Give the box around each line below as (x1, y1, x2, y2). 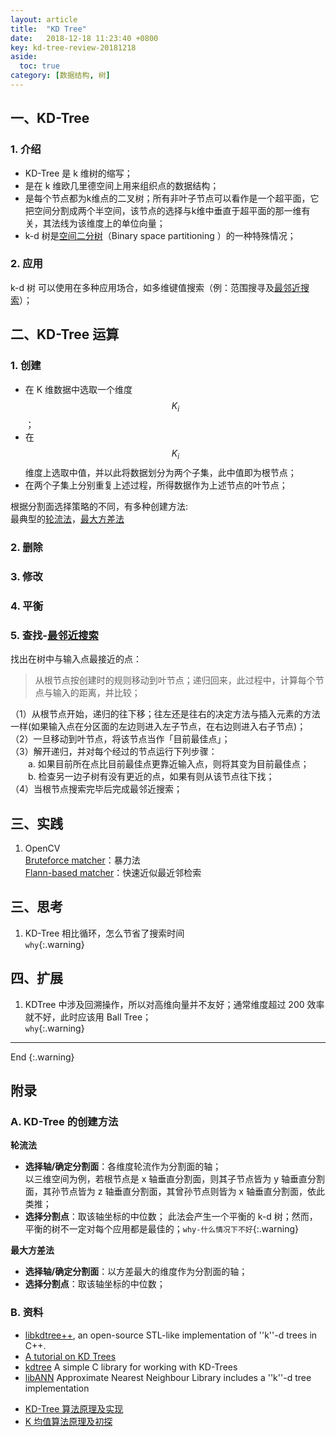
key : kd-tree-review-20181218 (10, 42, 137, 53)
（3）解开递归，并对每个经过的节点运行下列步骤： (10, 746, 218, 758)
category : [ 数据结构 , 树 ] (10, 71, 111, 81)
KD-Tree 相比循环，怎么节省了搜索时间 (24, 927, 185, 939)
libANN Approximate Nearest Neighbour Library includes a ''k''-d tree (24, 1371, 312, 1383)
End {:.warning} (10, 1051, 75, 1063)
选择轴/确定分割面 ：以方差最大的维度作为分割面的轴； (24, 1266, 248, 1278)
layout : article (10, 14, 78, 25)
